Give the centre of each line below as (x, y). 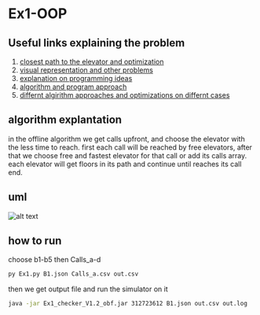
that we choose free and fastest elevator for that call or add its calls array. (128, 155)
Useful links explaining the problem (97, 43)
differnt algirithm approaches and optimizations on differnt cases (125, 95)
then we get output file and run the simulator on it (88, 289)
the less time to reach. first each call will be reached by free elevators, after (130, 147)
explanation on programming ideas (76, 78)
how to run (35, 241)
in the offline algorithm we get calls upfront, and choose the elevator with (126, 139)
